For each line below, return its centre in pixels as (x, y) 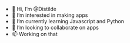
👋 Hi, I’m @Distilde (34, 9)
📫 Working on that (34, 34)
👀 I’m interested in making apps (50, 15)
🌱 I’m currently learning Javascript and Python (68, 21)
